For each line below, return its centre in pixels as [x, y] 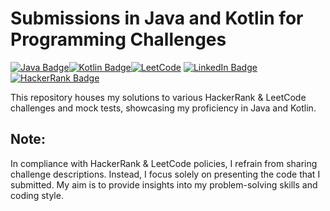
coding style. [37, 195]
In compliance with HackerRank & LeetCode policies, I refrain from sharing [164, 163]
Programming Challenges [118, 39]
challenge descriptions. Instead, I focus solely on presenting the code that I [165, 174]
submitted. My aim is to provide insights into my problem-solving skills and [164, 184]
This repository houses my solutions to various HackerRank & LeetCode [158, 97]
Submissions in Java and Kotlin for [157, 18]
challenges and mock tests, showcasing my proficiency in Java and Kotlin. [163, 108]
